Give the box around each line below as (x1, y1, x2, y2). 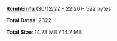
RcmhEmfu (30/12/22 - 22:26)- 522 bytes (6, 5, 112, 12)
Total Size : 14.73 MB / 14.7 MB (6, 28, 82, 36)
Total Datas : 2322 (6, 17, 52, 24)
